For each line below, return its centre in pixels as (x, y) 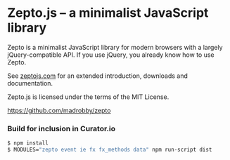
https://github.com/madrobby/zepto (59, 110)
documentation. (30, 83)
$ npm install (28, 143)
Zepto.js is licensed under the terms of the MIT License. (88, 97)
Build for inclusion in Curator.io (62, 128)
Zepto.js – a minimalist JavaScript (108, 13)
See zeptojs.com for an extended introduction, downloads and (98, 76)
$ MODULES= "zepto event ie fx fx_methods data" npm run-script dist (110, 150)
